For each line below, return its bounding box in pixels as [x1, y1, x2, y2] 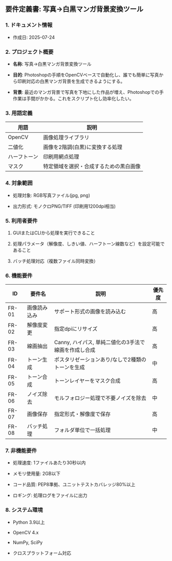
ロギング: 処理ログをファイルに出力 [12, 492, 88, 498]
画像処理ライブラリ [43, 134, 90, 141]
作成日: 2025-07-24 [12, 34, 55, 40]
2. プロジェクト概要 [5, 48, 54, 55]
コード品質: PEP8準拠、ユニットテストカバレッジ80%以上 [12, 482, 136, 488]
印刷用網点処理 [43, 153, 79, 161]
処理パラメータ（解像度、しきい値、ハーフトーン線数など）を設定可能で [12, 241, 165, 247]
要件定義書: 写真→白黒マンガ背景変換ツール [5, 5, 144, 14]
